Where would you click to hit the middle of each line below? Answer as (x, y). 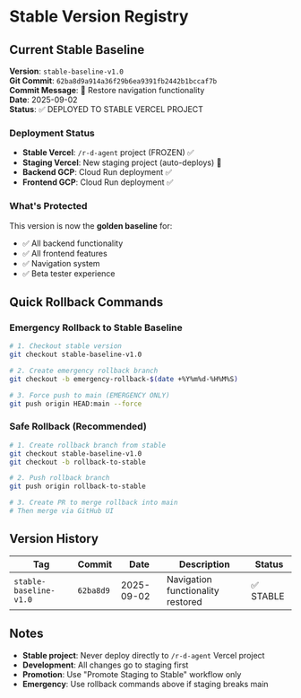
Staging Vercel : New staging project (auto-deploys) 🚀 (122, 162)
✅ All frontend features (64, 253)
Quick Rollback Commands (86, 302)
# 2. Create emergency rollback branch (84, 371)
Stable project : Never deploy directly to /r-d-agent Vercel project (143, 655)
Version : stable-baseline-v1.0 (66, 71)
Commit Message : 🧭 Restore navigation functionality (107, 90)
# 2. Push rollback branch (60, 478)
